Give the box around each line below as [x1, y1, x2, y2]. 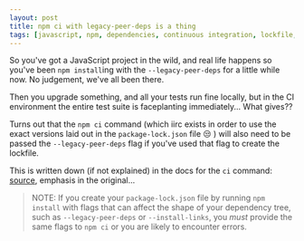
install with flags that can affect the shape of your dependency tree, [31, 202, 291, 213]
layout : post [9, 13, 59, 23]
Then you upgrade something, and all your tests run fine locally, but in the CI [9, 92, 295, 102]
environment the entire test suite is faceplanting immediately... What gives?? [9, 101, 293, 112]
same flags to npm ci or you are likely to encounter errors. [31, 221, 247, 232]
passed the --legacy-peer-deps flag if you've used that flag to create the [9, 138, 280, 149]
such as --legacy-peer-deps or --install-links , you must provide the [31, 212, 293, 223]
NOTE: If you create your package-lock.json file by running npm [31, 192, 265, 204]
